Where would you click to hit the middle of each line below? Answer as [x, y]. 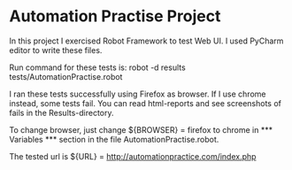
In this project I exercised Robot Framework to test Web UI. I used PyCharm [146, 41]
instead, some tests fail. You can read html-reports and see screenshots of [145, 103]
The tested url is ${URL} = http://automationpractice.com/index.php [133, 156]
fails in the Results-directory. [61, 112]
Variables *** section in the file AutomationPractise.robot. [114, 139]
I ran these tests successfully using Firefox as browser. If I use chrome [138, 94]
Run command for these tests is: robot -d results [97, 67]
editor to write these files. [56, 50]
